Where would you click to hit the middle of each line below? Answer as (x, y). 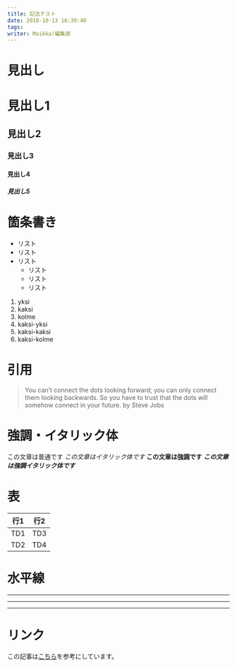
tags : (15, 27)
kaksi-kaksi (34, 332)
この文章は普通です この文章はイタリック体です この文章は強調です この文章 (118, 456)
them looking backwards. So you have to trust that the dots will (116, 397)
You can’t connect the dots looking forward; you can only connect (121, 390)
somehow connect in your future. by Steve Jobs (94, 405)
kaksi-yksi (32, 324)
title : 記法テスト (32, 14)
